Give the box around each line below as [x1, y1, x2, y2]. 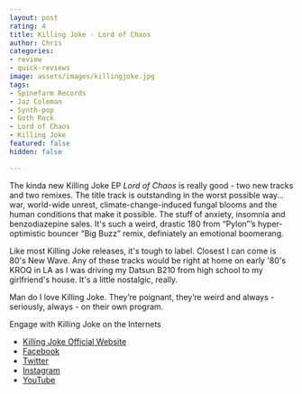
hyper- [257, 218, 283, 229]
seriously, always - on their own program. [9, 301, 164, 312]
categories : [9, 47, 54, 56]
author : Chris [9, 38, 63, 48]
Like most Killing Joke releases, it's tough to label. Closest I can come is [9, 245, 277, 256]
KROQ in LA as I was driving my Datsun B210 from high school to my [9, 264, 263, 275]
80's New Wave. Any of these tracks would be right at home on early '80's [9, 254, 287, 266]
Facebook [22, 345, 60, 356]
